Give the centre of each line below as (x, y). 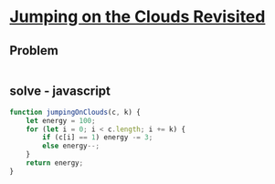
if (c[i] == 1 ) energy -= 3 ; (98, 138)
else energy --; (71, 146)
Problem (34, 51)
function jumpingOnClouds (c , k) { (75, 112)
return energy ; (55, 163)
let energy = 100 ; (61, 120)
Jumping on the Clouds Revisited (137, 17)
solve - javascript (60, 92)
